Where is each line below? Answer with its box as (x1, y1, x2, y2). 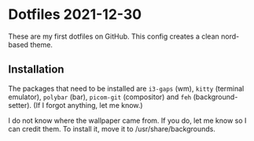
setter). (8, 100, 32, 109)
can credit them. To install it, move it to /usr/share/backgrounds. (8, 124, 216, 133)
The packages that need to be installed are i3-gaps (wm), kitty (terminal (8, 83, 245, 93)
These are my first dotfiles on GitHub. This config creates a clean (8, 32, 220, 41)
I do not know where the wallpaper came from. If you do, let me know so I (8, 116, 247, 125)
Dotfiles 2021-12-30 (8, 6, 142, 24)
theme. (30, 39, 53, 49)
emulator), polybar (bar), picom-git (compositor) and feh (8, 92, 192, 102)
